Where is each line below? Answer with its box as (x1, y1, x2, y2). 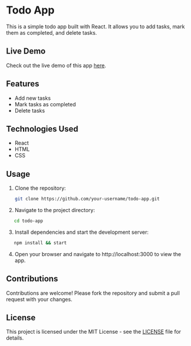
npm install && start (14, 240, 67, 246)
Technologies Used (6, 124, 78, 134)
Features (6, 79, 39, 89)
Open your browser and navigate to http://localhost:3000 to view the (14, 250, 181, 257)
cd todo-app (14, 218, 43, 224)
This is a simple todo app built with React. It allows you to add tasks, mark (6, 23, 185, 30)
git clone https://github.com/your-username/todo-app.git (14, 196, 160, 202)
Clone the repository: (14, 184, 66, 192)
